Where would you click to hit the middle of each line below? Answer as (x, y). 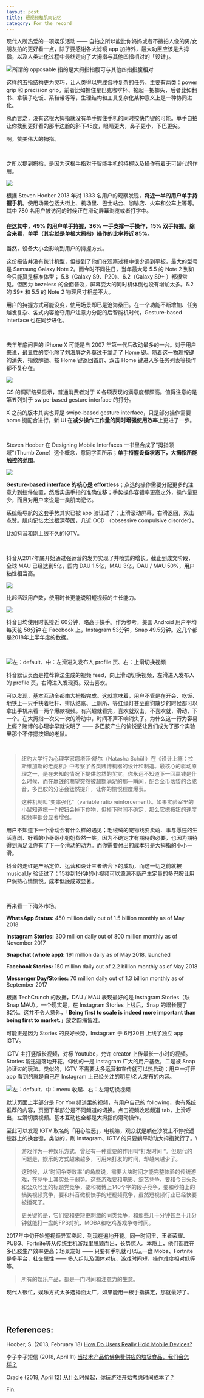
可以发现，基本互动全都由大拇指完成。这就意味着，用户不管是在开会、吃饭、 (102, 695)
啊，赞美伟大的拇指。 (33, 139)
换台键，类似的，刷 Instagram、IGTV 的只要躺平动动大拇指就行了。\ (112, 1138)
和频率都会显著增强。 (48, 817)
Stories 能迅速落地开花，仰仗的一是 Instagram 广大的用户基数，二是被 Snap (101, 1061)
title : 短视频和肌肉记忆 (34, 18)
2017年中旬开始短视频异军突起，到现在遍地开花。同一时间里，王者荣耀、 (97, 1235)
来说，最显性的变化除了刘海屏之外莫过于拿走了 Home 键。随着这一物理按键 (100, 352)
